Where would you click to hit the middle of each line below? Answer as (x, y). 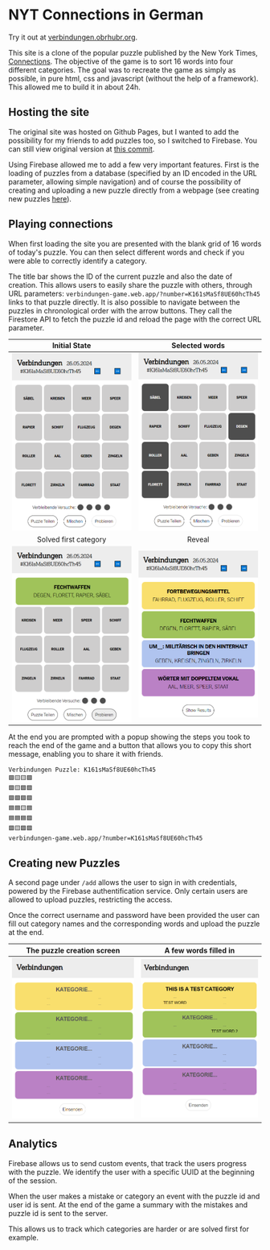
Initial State (72, 346)
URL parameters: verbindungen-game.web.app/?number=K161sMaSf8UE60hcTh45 (135, 293)
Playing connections (61, 224)
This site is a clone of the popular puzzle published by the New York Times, (133, 52)
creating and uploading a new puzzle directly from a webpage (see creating (134, 190)
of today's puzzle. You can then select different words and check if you (127, 252)
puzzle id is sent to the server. (58, 1213)
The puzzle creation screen (73, 950)
